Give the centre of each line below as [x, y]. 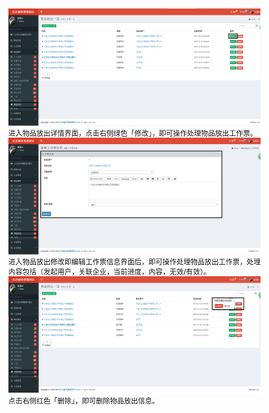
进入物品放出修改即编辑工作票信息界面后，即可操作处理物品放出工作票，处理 [134, 261]
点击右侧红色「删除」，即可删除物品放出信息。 [84, 400]
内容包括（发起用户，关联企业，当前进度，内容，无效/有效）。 [110, 271]
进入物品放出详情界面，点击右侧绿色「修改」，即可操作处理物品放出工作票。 [133, 133]
